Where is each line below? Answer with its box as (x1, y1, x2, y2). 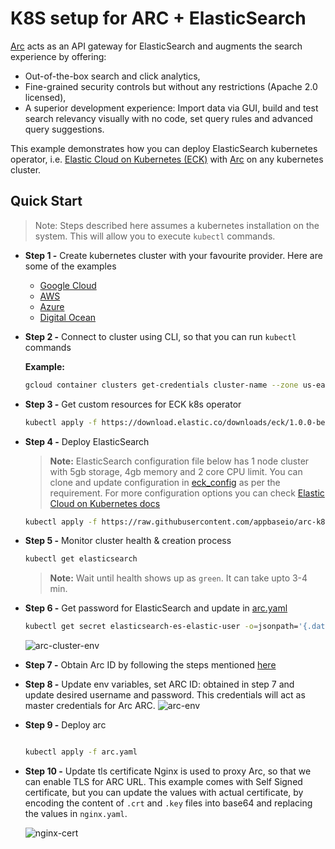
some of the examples (24, 260, 117, 272)
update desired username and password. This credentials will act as (24, 689, 306, 701)
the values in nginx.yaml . (24, 808, 128, 819)
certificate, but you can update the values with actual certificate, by (24, 787, 304, 798)
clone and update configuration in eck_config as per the (49, 476, 281, 488)
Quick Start (10, 193, 83, 210)
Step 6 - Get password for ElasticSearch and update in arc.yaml (24, 602, 288, 614)
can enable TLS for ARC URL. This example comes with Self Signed (24, 776, 303, 787)
